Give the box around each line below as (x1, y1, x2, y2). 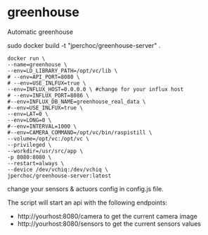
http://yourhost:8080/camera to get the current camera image (17, 212, 198, 220)
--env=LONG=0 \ (7, 116, 52, 123)
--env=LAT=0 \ (7, 110, 49, 117)
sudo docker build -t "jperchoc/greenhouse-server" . (7, 41, 161, 49)
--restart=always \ (7, 159, 65, 167)
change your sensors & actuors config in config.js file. (7, 184, 164, 193)
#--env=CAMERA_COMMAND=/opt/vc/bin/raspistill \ (7, 128, 152, 136)
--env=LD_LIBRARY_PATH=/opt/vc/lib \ (7, 67, 118, 74)
